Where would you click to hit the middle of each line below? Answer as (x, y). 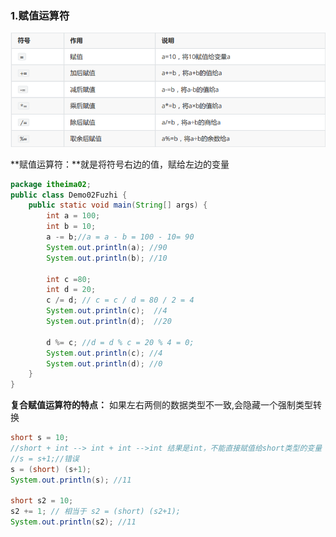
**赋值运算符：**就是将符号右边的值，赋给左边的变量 (120, 164)
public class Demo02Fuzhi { (69, 195)
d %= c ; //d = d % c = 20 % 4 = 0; (120, 342)
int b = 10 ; (71, 227)
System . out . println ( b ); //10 (107, 258)
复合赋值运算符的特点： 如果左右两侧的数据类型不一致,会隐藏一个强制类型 (161, 405)
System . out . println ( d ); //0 (104, 363)
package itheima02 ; (51, 184)
